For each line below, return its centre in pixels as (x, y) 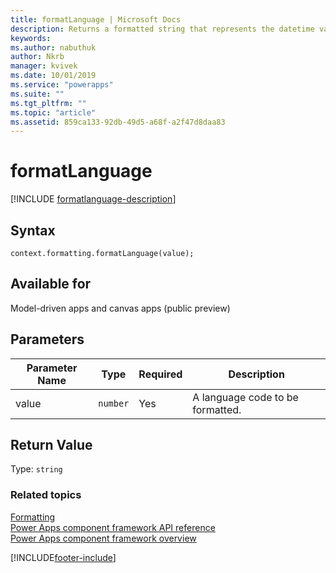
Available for (51, 284)
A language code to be (245, 397)
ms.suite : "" (37, 94)
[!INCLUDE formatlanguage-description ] (93, 199)
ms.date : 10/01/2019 (53, 76)
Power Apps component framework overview (103, 538)
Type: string (36, 469)
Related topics (46, 495)
